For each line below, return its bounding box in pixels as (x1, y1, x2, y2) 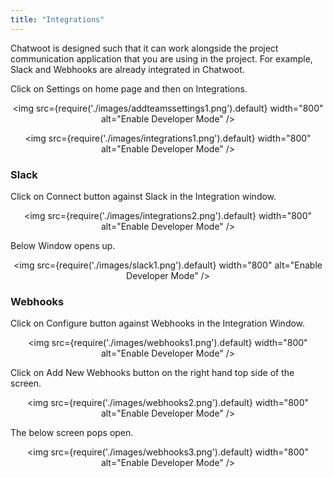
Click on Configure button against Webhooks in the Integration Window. (10, 317, 306, 330)
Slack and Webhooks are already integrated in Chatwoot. (10, 63, 245, 75)
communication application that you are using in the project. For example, (10, 52, 313, 65)
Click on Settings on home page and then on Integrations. (10, 82, 248, 95)
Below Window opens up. (10, 239, 116, 251)
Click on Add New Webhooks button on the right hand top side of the (10, 367, 295, 379)
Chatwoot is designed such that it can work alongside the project (10, 42, 279, 54)
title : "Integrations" (10, 14, 105, 25)
